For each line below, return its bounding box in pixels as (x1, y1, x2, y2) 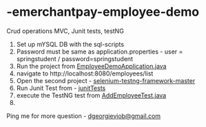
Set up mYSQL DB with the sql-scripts (16, 40, 125, 48)
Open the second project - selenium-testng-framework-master (16, 76, 196, 84)
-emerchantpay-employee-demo (6, 4, 200, 20)
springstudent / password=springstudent (16, 54, 134, 62)
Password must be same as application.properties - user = (16, 47, 183, 56)
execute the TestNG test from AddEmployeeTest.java (16, 91, 167, 100)
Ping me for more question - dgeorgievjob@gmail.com (6, 111, 161, 120)
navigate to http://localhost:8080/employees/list (16, 69, 154, 78)
